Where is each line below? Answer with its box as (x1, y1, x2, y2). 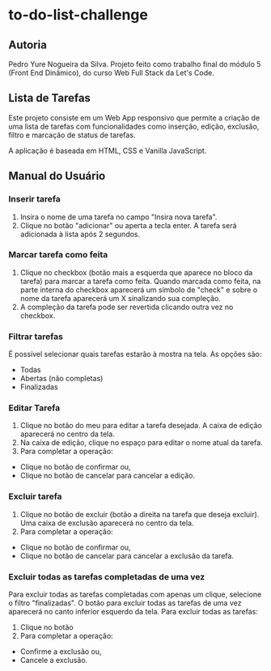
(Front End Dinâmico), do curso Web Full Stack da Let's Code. (8, 68, 214, 78)
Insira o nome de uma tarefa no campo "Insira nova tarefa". (19, 212, 218, 222)
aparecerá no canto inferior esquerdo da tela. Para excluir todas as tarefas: (8, 606, 259, 616)
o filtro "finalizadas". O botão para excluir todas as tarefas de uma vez (8, 597, 242, 608)
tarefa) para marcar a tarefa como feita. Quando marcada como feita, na (19, 276, 261, 286)
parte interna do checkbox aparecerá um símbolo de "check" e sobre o (19, 285, 258, 295)
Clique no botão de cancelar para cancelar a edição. (19, 471, 196, 481)
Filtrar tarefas (8, 330, 63, 342)
